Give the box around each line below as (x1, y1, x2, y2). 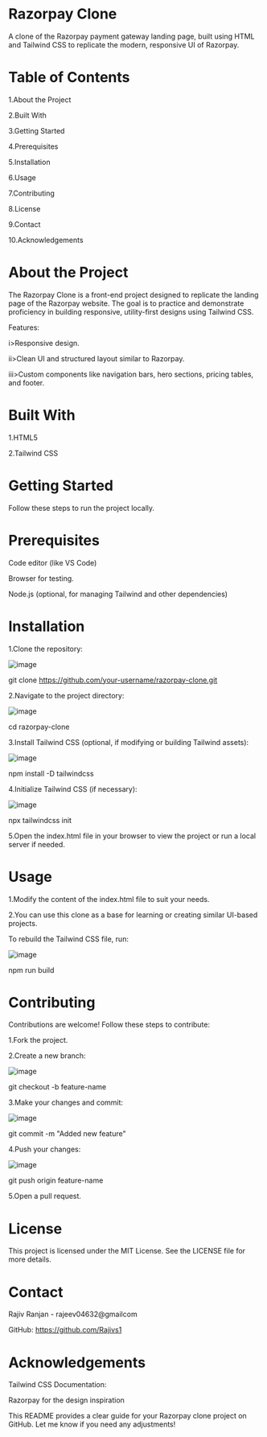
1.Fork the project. (8, 1036, 68, 1045)
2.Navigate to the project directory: (8, 690, 125, 700)
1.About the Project (8, 94, 72, 105)
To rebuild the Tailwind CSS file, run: (8, 934, 129, 944)
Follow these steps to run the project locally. (8, 503, 155, 513)
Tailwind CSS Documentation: (8, 1380, 107, 1390)
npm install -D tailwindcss (8, 768, 94, 778)
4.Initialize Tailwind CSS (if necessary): (8, 784, 138, 793)
